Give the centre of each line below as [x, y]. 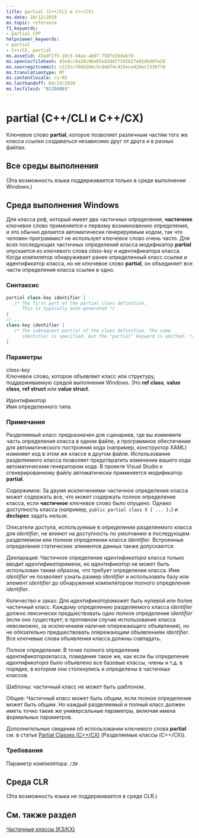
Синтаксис [23, 285]
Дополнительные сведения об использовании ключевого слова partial [96, 729]
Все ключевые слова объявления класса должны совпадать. [84, 639]
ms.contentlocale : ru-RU [37, 78]
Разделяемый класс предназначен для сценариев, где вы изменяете [94, 435]
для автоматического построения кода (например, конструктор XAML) [97, 447]
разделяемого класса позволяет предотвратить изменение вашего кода [99, 460]
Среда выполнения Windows [63, 205]
